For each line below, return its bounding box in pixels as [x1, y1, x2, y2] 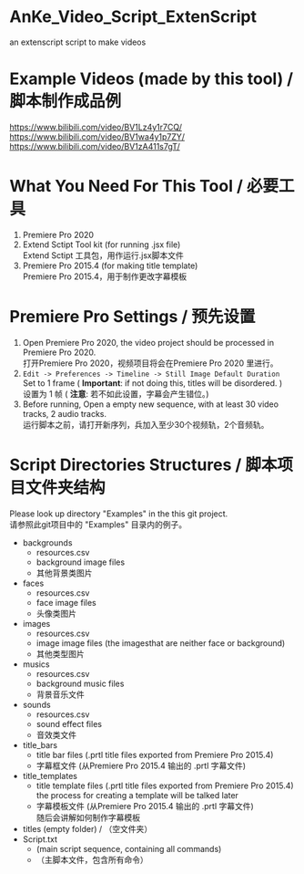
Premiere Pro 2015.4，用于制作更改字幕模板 [22, 271, 187, 282]
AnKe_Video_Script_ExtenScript [9, 6, 258, 27]
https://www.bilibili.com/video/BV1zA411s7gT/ [9, 140, 180, 151]
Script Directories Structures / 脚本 [9, 454, 278, 475]
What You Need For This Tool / [9, 176, 244, 197]
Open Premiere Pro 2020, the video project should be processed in [22, 337, 275, 348]
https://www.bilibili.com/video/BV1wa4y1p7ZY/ [9, 130, 185, 142]
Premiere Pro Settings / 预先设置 [9, 307, 256, 327]
